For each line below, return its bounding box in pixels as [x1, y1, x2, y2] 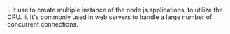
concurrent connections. [7, 20, 78, 28]
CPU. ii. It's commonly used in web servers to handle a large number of [7, 13, 213, 21]
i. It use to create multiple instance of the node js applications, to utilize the [7, 6, 223, 14]
